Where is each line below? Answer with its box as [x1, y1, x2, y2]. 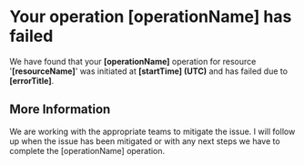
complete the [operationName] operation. [9, 145, 166, 156]
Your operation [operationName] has [9, 6, 292, 27]
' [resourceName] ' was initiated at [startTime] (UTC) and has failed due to [9, 66, 289, 77]
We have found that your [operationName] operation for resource [9, 56, 257, 67]
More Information [9, 102, 111, 118]
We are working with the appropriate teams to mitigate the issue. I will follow [9, 126, 296, 137]
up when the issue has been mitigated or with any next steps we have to [9, 135, 280, 147]
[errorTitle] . [9, 75, 55, 86]
